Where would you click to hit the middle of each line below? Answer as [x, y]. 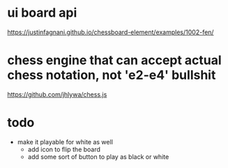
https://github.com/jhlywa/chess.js [57, 94]
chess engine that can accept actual [114, 60]
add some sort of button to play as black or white [98, 156]
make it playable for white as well [65, 142]
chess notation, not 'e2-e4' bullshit [112, 75]
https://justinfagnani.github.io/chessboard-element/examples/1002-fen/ [111, 32]
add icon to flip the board [64, 149]
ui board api [42, 13]
